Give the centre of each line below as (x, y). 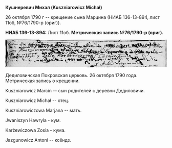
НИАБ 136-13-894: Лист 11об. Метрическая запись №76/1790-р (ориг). (84, 32)
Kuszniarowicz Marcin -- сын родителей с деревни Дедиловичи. (75, 90)
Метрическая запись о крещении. (42, 81)
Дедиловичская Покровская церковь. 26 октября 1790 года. (71, 75)
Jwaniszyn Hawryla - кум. (33, 120)
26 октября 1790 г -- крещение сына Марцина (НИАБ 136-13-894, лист (83, 17)
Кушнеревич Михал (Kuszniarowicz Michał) (54, 7)
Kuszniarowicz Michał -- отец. (37, 100)
